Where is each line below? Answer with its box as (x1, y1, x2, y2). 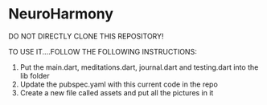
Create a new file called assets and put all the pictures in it (19, 87, 214, 97)
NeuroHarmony (8, 5, 114, 23)
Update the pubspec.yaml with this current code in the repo (19, 79, 219, 89)
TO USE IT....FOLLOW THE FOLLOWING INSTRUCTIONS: (8, 46, 197, 56)
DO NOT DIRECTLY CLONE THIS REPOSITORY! (8, 31, 164, 41)
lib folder (19, 71, 50, 80)
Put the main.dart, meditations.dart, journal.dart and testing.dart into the (19, 62, 259, 72)
